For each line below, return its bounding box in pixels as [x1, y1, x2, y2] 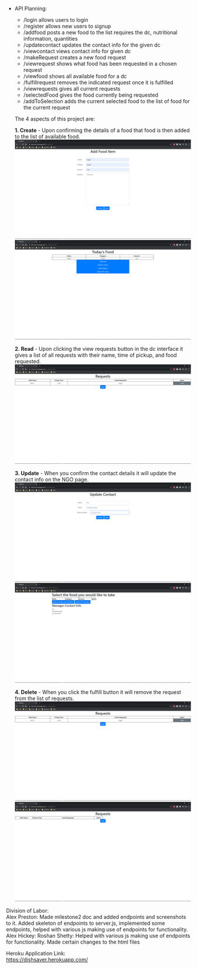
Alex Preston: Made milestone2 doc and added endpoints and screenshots [6, 913, 186, 920]
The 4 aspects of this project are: [14, 115, 96, 122]
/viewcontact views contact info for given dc [23, 48, 131, 55]
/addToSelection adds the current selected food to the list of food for [23, 98, 191, 105]
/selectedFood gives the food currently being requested [23, 91, 158, 98]
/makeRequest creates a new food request [23, 54, 126, 61]
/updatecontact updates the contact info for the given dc [23, 41, 161, 48]
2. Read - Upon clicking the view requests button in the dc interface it [14, 346, 184, 353]
